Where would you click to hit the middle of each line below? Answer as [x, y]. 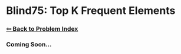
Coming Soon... [29, 45]
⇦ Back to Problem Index [42, 29]
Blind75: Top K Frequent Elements [91, 11]
